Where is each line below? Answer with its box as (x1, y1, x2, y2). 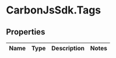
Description (51, 45, 85, 52)
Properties (6, 27, 45, 37)
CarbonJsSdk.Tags (6, 4, 101, 17)
